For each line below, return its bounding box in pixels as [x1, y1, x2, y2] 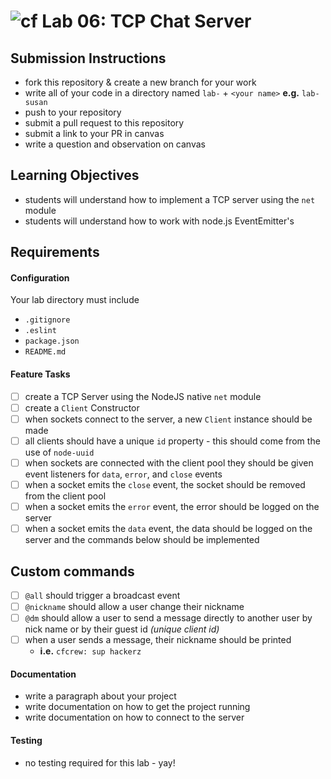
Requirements [10, 244, 100, 261]
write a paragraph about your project [24, 690, 177, 702]
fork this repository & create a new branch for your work [24, 76, 257, 88]
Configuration [10, 271, 70, 284]
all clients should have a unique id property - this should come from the [24, 435, 321, 447]
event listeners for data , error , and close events [24, 468, 223, 480]
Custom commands [10, 563, 135, 580]
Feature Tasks [10, 368, 71, 380]
